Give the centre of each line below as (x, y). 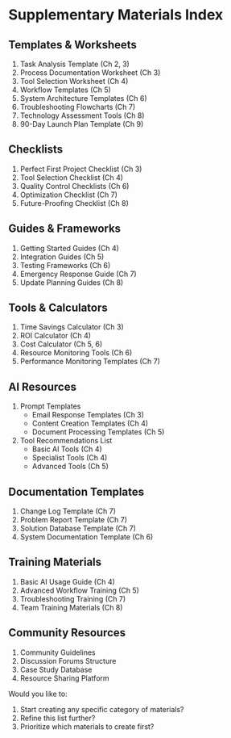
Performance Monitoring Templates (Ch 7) (90, 362)
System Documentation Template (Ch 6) (87, 537)
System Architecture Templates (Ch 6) (83, 98)
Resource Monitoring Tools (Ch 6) (76, 353)
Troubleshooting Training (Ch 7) (73, 598)
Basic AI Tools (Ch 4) (67, 449)
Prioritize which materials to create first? (87, 726)
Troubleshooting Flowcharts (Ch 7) (78, 107)
